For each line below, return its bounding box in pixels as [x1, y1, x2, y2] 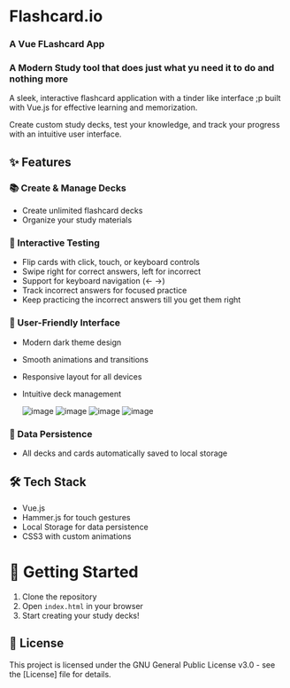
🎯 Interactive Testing [9, 237, 100, 249]
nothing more [9, 73, 69, 85]
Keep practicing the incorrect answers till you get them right [21, 294, 241, 305]
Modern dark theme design [21, 337, 122, 348]
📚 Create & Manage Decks [9, 182, 126, 194]
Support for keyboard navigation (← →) [21, 276, 165, 286]
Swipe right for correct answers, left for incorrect [21, 266, 202, 277]
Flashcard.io [9, 6, 103, 27]
